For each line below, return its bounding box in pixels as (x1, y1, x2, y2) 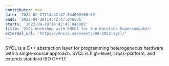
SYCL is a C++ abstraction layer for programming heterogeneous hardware (5, 45, 164, 51)
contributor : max (5, 7, 43, 13)
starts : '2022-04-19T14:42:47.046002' (5, 21, 88, 27)
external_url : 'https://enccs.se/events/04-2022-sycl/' (5, 31, 127, 36)
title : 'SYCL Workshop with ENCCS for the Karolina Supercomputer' (5, 26, 153, 31)
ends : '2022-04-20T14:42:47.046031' (5, 17, 83, 22)
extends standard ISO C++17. (5, 56, 67, 61)
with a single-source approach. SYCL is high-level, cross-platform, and (5, 50, 155, 56)
